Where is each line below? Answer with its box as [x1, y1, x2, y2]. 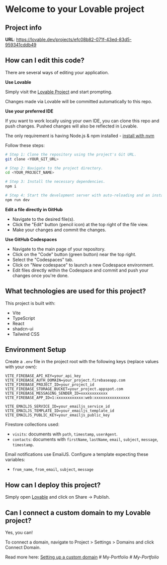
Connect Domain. [5, 545, 41, 551]
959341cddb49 [5, 42, 37, 48]
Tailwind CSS [12, 331, 40, 337]
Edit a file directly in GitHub [5, 206, 63, 212]
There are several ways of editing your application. [5, 69, 109, 75]
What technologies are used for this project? [5, 287, 146, 295]
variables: [5, 457, 25, 463]
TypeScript [12, 315, 35, 321]
